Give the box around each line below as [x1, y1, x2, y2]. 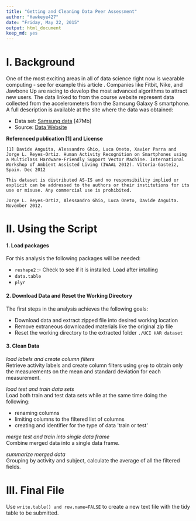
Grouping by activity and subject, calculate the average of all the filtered [6, 457, 180, 464]
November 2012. [6, 203, 43, 209]
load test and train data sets [6, 385, 75, 393]
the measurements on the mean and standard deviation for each [6, 367, 161, 375]
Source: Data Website [14, 124, 67, 131]
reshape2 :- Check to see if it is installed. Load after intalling [14, 266, 158, 273]
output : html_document [6, 25, 61, 31]
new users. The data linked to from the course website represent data [6, 94, 174, 101]
